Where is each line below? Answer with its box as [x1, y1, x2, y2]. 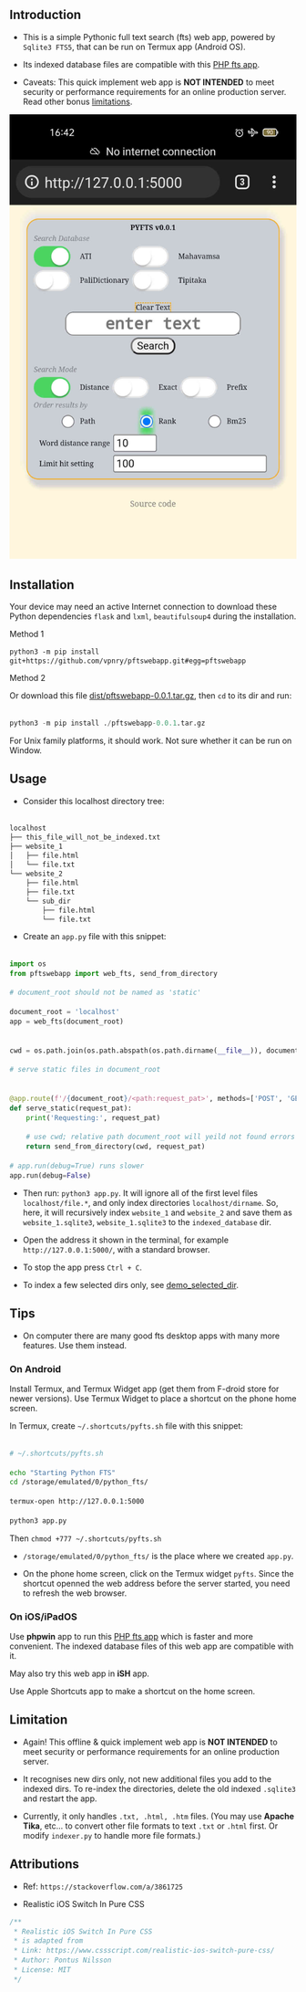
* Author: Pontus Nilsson [13, 1955, 112, 1966]
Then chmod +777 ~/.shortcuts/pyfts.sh [9, 1533, 162, 1544]
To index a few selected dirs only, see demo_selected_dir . [22, 1279, 240, 1290]
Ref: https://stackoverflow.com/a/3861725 [22, 1881, 184, 1892]
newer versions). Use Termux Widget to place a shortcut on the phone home [9, 1392, 297, 1404]
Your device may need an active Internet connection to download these [9, 602, 278, 613]
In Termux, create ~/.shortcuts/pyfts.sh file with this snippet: [9, 1420, 244, 1431]
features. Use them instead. [22, 1339, 127, 1350]
